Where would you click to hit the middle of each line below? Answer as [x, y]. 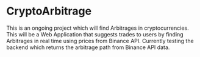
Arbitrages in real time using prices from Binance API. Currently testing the [100, 41]
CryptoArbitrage [49, 11]
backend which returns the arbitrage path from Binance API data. [88, 47]
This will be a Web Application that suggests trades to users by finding [95, 34]
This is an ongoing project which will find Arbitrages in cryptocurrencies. [98, 28]
